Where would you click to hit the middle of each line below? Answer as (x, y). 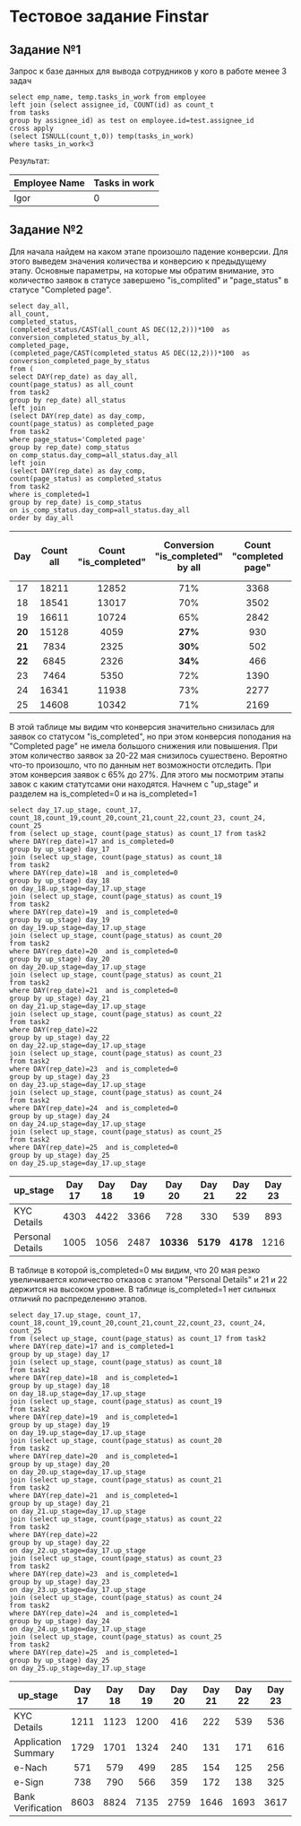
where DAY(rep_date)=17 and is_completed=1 (92, 1346)
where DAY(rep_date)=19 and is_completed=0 (94, 912)
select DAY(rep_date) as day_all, (74, 377)
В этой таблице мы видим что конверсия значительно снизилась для (142, 726)
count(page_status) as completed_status (86, 478)
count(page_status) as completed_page (82, 423)
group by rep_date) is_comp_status (76, 502)
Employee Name (49, 183)
